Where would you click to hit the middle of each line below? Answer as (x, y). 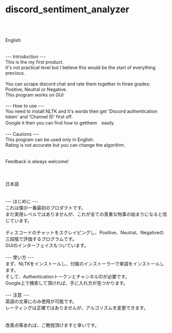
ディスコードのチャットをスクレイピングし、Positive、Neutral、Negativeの (85, 232)
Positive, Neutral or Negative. (36, 89)
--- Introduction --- (26, 56)
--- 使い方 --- (20, 257)
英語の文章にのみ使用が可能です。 (41, 301)
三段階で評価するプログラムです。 (41, 239)
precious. (15, 73)
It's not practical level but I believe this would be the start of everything (80, 67)
